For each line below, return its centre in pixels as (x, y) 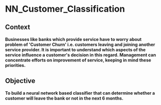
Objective (20, 81)
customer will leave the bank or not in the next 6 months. (64, 98)
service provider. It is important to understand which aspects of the (75, 50)
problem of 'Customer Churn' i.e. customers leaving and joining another (80, 44)
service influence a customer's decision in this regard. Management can (80, 55)
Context (18, 27)
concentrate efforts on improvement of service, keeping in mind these (78, 60)
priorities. (15, 65)
